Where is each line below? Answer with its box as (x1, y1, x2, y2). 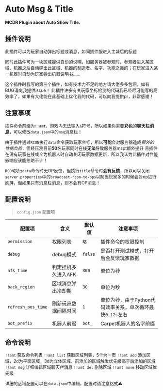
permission (7, 239, 33, 244)
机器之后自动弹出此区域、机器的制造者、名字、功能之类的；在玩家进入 (13, 65, 154, 71)
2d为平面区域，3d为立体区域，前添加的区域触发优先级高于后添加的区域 (13, 358, 156, 364)
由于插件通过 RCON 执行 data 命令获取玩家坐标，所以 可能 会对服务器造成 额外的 (5, 139, 154, 145)
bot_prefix (7, 321, 33, 326)
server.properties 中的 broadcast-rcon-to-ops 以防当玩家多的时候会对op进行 (5, 174, 157, 179)
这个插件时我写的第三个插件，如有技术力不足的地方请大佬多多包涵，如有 (5, 81, 149, 87)
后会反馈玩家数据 (100, 255, 140, 261)
